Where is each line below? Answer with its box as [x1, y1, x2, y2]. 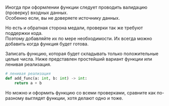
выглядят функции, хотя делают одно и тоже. [25, 95, 123, 101]
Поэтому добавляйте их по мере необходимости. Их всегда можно [5, 35, 152, 41]
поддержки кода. [5, 30, 43, 36]
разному [5, 95, 24, 101]
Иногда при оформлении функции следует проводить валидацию [5, 5, 148, 10]
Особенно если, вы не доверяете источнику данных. [5, 15, 120, 21]
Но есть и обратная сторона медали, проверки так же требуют [5, 25, 143, 31]
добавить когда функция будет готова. [5, 41, 89, 47]
